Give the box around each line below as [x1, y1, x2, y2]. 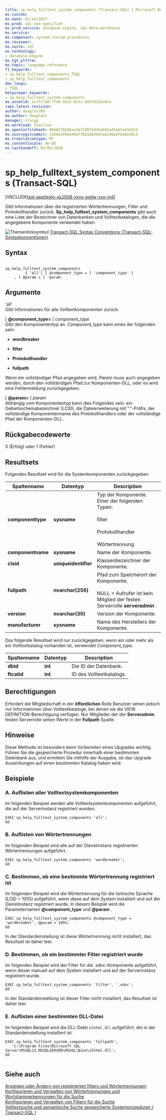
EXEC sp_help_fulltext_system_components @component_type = [5, 916, 132, 921]
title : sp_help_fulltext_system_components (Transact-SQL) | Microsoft [5, 7, 156, 12]
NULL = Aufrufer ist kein [97, 590, 153, 597]
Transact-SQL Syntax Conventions [49, 229, 120, 235]
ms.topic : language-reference [5, 62, 68, 67]
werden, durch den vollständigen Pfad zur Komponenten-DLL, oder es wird [5, 380, 158, 386]
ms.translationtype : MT [5, 136, 54, 141]
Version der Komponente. [97, 611, 156, 618]
